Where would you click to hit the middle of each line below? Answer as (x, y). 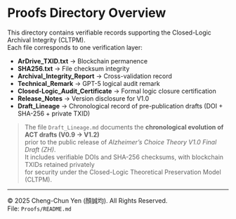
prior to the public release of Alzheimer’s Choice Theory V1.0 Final (120, 142)
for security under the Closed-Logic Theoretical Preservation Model (123, 172)
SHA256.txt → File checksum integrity (73, 68)
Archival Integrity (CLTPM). (46, 39)
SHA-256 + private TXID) (54, 113)
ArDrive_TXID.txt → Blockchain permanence (83, 61)
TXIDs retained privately (59, 164)
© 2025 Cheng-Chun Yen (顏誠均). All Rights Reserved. (87, 200)
